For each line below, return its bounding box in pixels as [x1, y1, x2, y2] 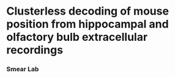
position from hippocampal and [6, 17, 169, 31]
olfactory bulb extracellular [6, 30, 148, 44]
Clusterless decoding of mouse [6, 4, 169, 18]
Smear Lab [6, 65, 39, 74]
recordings [6, 43, 63, 57]
